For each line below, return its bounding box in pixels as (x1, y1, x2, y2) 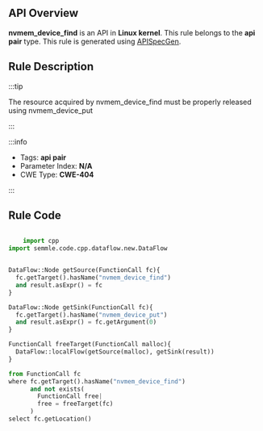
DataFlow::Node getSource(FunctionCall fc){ (8, 266, 161, 274)
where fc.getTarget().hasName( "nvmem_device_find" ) (8, 377, 186, 386)
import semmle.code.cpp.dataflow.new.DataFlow (8, 245, 168, 253)
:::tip (8, 81, 23, 91)
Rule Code (8, 209, 62, 223)
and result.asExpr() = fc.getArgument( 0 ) (15, 318, 157, 326)
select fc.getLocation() (8, 415, 92, 423)
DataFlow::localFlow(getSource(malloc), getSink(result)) (15, 348, 215, 356)
